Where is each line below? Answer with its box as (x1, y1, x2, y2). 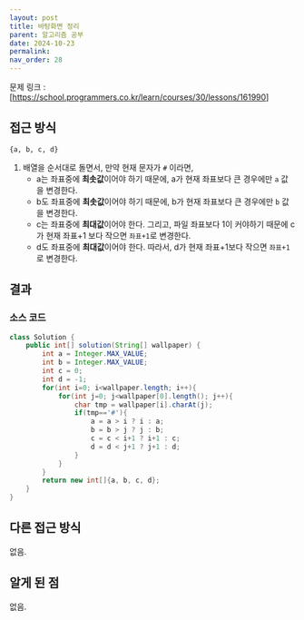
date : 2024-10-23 (9, 38, 75, 48)
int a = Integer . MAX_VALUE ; (42, 349, 148, 359)
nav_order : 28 (9, 55, 64, 64)
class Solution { (9, 332, 75, 341)
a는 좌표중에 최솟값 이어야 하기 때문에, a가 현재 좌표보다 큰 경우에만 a (35, 173, 279, 184)
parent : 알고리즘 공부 (9, 30, 84, 39)
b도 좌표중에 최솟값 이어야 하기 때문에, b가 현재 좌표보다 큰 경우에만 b (35, 196, 279, 207)
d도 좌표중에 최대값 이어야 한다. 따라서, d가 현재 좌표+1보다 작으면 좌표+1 (35, 241, 290, 252)
